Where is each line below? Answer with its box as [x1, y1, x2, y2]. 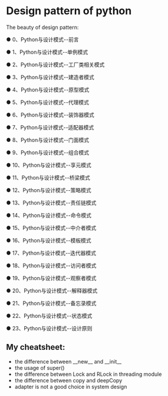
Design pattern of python [6, 4, 132, 18]
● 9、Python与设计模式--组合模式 [6, 149, 90, 156]
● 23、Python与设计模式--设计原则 [6, 324, 93, 332]
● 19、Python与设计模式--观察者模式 [6, 274, 97, 281]
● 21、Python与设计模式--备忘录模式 [6, 300, 97, 307]
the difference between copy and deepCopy [14, 376, 123, 384]
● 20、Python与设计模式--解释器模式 [6, 287, 98, 294]
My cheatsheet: [6, 342, 65, 352]
